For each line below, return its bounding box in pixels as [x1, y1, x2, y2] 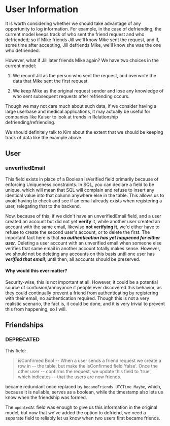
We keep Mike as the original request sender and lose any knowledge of [12, 87, 164, 94]
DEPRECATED [5, 336, 40, 343]
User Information [5, 4, 79, 15]
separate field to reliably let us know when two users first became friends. [5, 415, 161, 421]
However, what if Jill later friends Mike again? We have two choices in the [5, 57, 159, 63]
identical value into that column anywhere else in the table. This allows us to [5, 192, 164, 198]
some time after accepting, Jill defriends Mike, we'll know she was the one [5, 42, 161, 48]
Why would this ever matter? [5, 268, 67, 274]
